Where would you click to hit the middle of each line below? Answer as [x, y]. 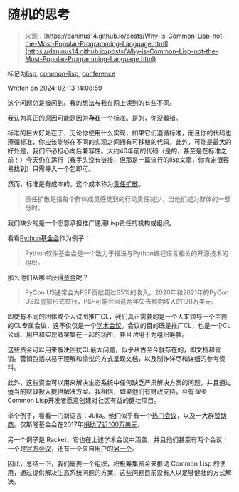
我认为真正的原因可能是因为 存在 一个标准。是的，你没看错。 [95, 118]
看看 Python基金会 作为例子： [49, 238]
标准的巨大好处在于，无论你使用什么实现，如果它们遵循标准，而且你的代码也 [119, 133]
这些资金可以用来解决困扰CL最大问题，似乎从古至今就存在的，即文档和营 [115, 349]
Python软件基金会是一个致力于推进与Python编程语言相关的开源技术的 [127, 253]
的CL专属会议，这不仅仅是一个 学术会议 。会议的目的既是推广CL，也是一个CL [119, 325]
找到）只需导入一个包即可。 [54, 168]
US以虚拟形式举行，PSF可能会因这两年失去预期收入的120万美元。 [121, 301]
